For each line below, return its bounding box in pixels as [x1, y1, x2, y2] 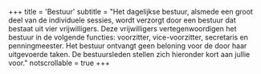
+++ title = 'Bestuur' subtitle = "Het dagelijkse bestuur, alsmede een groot [8, 7, 253, 16]
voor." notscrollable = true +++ [8, 58, 110, 68]
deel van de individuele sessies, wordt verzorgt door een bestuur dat [8, 15, 237, 25]
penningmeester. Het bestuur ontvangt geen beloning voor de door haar [8, 41, 247, 51]
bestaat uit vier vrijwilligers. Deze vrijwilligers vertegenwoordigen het [8, 24, 237, 33]
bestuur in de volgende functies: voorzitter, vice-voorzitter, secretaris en [8, 32, 249, 42]
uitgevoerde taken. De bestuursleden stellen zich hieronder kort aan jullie [8, 50, 251, 59]
